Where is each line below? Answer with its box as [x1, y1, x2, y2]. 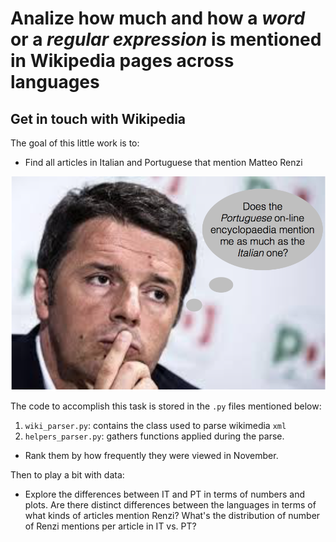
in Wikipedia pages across [10, 50, 235, 72]
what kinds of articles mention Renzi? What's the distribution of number [24, 510, 321, 522]
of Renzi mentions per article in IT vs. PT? [24, 520, 197, 532]
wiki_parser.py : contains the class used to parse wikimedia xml [24, 420, 287, 432]
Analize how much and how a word [10, 7, 306, 30]
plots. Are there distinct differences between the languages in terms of [24, 499, 317, 511]
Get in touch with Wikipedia [10, 110, 187, 127]
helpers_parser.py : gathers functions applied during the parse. [24, 430, 285, 442]
